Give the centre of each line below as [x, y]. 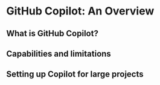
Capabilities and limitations [59, 53]
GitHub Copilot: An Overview [80, 11]
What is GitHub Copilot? [52, 33]
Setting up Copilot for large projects [75, 74]
